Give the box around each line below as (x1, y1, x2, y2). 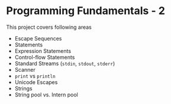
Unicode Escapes (14, 78, 58, 86)
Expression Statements (14, 47, 72, 54)
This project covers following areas (6, 24, 92, 31)
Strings (14, 85, 33, 92)
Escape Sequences (14, 35, 62, 42)
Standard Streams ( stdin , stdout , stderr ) (14, 60, 115, 67)
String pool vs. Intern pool (14, 91, 78, 98)
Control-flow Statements (14, 53, 75, 61)
